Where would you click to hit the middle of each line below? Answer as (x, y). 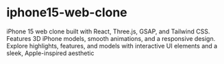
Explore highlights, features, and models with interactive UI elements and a (112, 46)
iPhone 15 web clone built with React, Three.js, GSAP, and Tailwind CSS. (108, 31)
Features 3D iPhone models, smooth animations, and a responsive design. (111, 38)
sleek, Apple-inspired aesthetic (50, 53)
